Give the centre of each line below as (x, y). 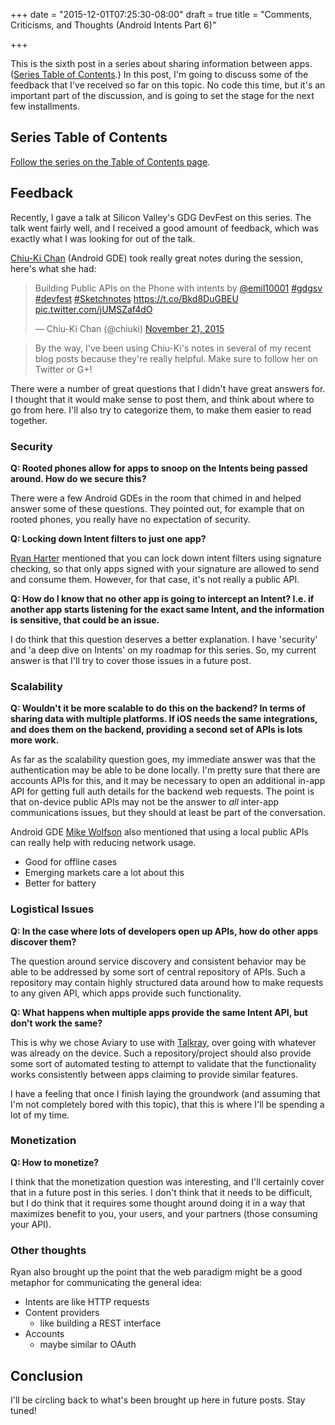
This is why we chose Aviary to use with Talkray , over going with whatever (163, 1042)
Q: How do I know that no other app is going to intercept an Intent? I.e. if (162, 598)
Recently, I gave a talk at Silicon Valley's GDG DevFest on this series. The (161, 217)
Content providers (62, 1313)
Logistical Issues (52, 909)
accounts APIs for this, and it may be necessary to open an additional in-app (168, 781)
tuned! (23, 1410)
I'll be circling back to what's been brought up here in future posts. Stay (158, 1400)
